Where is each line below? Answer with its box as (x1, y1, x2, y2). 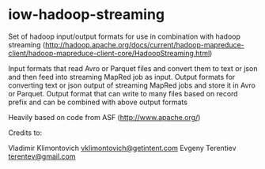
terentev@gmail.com (8, 152, 76, 161)
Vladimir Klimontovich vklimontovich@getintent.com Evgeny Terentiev (8, 143, 237, 152)
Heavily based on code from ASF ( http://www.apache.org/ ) (8, 112, 201, 122)
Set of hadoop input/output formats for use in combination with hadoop (8, 32, 241, 41)
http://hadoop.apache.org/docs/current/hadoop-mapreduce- (44, 39, 245, 49)
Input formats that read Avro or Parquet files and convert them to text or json (8, 63, 258, 73)
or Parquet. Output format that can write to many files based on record (8, 88, 239, 98)
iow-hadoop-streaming (8, 6, 165, 24)
